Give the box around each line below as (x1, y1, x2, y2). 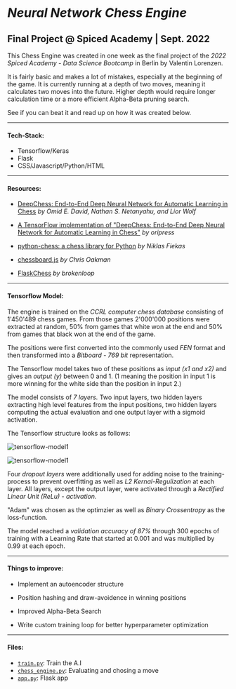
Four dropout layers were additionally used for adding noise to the (7, 469, 199, 478)
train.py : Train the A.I (17, 659, 82, 667)
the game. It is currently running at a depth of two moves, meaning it (7, 80, 206, 88)
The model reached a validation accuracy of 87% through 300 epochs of (7, 526, 220, 535)
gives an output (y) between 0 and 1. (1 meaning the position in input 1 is (7, 372, 216, 380)
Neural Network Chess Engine (7, 5, 188, 21)
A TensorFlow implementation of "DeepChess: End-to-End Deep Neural (17, 221, 225, 229)
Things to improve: (7, 564, 64, 573)
